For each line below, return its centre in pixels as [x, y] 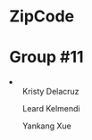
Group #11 [46, 58]
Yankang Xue [46, 126]
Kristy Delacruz [50, 92]
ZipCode [42, 16]
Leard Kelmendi [51, 109]
